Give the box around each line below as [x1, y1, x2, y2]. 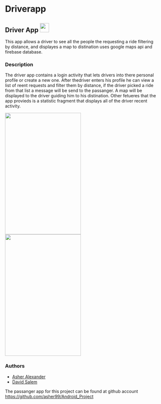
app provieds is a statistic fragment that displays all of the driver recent [5, 98, 147, 104]
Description [5, 61, 33, 68]
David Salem [12, 379, 37, 385]
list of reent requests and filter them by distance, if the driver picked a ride [5, 83, 154, 88]
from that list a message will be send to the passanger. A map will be [5, 88, 142, 93]
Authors [5, 363, 25, 369]
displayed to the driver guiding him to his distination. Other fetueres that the [5, 93, 156, 99]
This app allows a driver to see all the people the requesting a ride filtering [5, 39, 154, 44]
